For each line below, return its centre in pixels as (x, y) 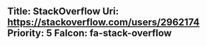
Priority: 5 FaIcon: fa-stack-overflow (89, 33)
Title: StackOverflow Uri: (63, 11)
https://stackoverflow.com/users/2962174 (103, 23)
